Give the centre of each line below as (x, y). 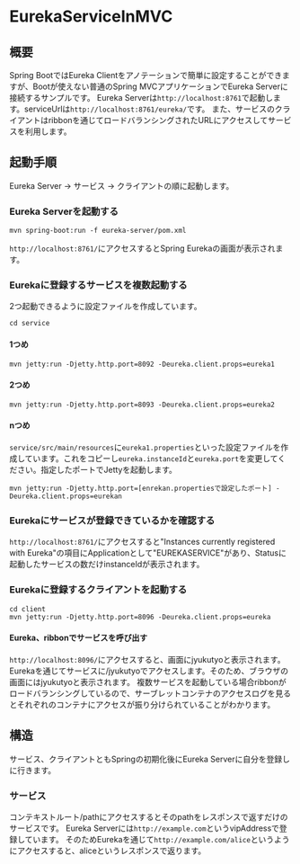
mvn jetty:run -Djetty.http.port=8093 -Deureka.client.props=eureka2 (142, 405)
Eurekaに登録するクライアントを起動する (98, 590)
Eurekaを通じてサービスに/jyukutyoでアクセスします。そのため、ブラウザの (149, 671)
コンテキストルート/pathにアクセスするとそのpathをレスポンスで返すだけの (149, 816)
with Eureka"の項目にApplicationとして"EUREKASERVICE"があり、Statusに (148, 553)
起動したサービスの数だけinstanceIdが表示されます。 (107, 565)
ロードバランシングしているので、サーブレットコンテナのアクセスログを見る (150, 693)
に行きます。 (33, 770)
